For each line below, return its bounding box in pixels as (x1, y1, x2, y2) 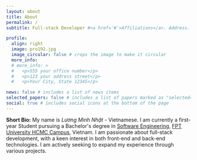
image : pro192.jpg (11, 46, 57, 53)
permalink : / (6, 19, 38, 25)
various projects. (6, 147, 47, 154)
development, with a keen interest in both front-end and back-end (6, 135, 166, 142)
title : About (6, 14, 38, 20)
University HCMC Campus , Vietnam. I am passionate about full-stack (6, 128, 173, 135)
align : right (11, 41, 43, 47)
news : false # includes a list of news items (6, 89, 119, 95)
